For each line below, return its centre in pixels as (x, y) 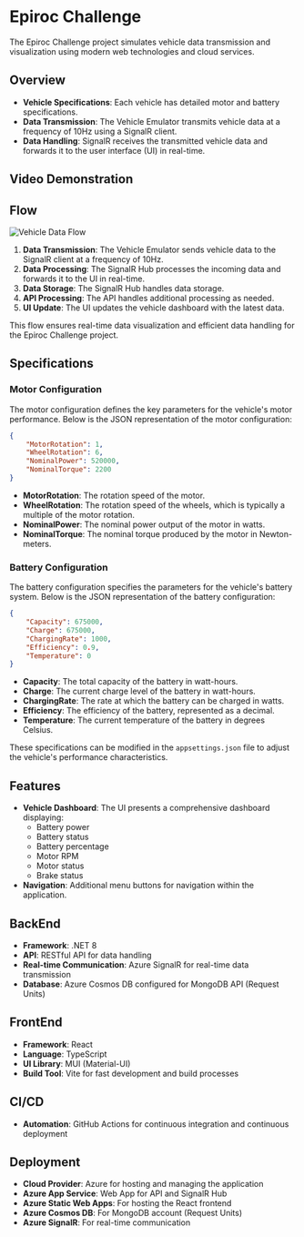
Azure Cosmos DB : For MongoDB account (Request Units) (132, 1213)
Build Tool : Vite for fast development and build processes (131, 1073)
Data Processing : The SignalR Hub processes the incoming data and (152, 269)
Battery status (62, 837)
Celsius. (38, 730)
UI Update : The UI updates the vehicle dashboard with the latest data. (153, 308)
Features (35, 786)
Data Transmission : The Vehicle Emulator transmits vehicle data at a (151, 121)
